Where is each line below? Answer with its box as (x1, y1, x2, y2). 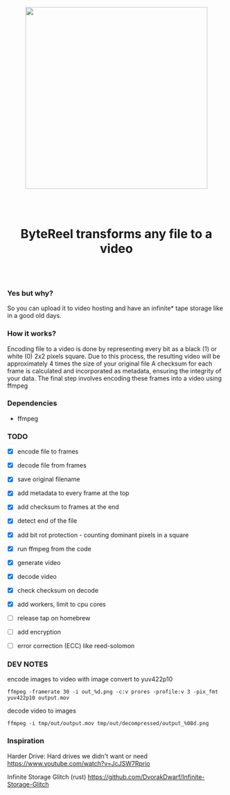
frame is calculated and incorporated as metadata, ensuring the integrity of (7, 366, 222, 375)
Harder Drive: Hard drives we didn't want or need (7, 751, 148, 760)
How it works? (7, 329, 57, 339)
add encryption (17, 627, 61, 636)
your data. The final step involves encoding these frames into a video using (7, 374, 222, 382)
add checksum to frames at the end (17, 503, 119, 511)
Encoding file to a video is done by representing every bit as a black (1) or (7, 344, 217, 352)
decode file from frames (17, 461, 87, 470)
